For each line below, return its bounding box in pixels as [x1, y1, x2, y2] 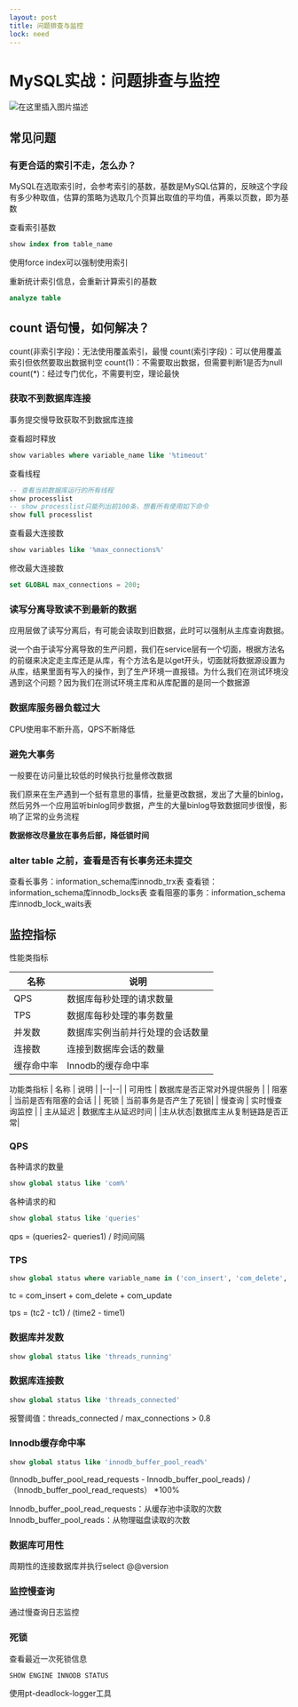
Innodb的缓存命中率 [67, 1059, 150, 1071]
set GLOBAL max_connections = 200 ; [9, 581, 141, 589]
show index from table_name [9, 240, 114, 249]
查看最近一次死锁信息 [9, 1653, 87, 1663]
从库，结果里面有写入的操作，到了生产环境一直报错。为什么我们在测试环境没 [9, 666, 289, 677]
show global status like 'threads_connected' [9, 1395, 180, 1405]
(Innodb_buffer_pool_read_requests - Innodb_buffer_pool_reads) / [9, 1473, 251, 1485]
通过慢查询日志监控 [9, 1607, 80, 1618]
